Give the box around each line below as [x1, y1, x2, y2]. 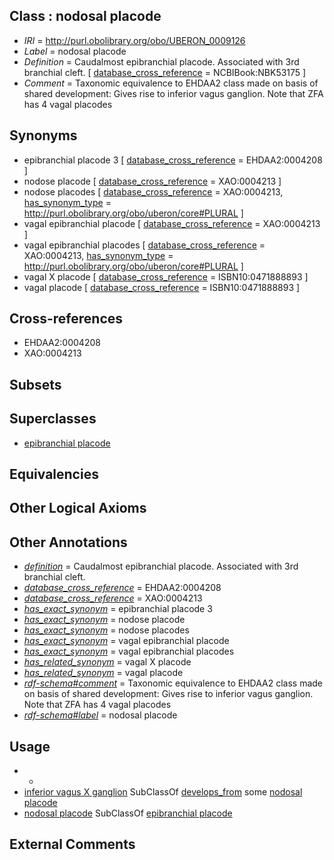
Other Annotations [9, 534, 128, 551]
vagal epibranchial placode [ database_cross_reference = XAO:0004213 [23, 217, 321, 229]
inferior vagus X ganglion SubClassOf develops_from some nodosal [23, 786, 303, 798]
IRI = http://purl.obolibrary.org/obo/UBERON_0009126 [23, 34, 246, 46]
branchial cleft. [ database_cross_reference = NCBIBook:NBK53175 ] [23, 66, 307, 78]
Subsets [9, 376, 62, 393]
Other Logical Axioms [9, 500, 147, 517]
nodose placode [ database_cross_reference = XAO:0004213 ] [23, 175, 282, 187]
